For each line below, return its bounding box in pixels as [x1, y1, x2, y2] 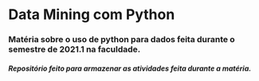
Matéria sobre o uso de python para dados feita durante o [8, 34, 235, 45]
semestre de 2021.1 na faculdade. [8, 44, 141, 55]
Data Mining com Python [8, 6, 175, 24]
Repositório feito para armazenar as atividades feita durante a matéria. [8, 64, 252, 73]
